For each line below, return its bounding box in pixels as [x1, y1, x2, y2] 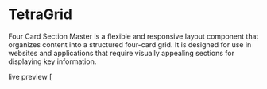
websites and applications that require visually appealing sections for [8, 48, 234, 57]
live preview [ [8, 72, 52, 81]
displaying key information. [8, 57, 97, 66]
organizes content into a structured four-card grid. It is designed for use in [8, 39, 252, 49]
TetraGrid [8, 6, 73, 24]
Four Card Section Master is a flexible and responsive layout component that [8, 32, 259, 41]
